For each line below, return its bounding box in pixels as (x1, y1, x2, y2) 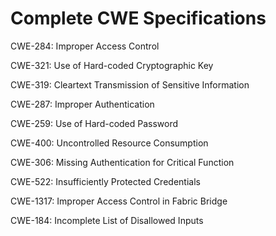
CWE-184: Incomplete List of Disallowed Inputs (10, 214, 204, 226)
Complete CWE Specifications (10, 7, 267, 30)
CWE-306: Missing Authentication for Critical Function (10, 156, 235, 168)
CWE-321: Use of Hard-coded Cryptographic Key (10, 59, 214, 71)
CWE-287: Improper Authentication (10, 98, 155, 110)
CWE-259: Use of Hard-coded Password (10, 117, 179, 129)
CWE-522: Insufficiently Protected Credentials (10, 175, 201, 187)
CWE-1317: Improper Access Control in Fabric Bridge (10, 195, 228, 207)
